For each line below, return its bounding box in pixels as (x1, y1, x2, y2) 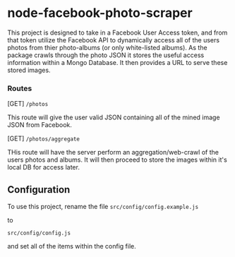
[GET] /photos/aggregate (7, 134, 80, 143)
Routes (7, 83, 32, 93)
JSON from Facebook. (7, 121, 73, 129)
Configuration (7, 184, 71, 196)
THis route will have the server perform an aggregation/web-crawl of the (7, 148, 219, 157)
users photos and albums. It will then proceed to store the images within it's (7, 155, 227, 164)
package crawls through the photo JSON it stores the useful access (7, 51, 205, 59)
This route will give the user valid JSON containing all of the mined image (7, 113, 220, 121)
